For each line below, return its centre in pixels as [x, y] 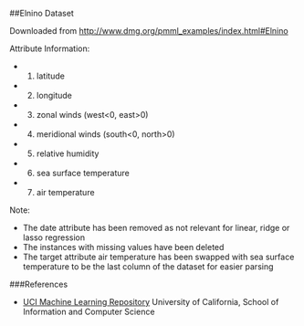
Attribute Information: [50, 48]
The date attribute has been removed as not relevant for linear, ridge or [156, 228]
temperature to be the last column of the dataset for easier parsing [148, 267]
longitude [54, 95]
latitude [51, 76]
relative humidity [68, 153]
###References [39, 284]
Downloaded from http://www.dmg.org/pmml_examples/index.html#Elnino [149, 31]
